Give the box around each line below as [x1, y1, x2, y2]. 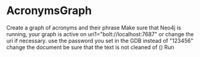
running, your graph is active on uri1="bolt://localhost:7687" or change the [6, 30, 194, 37]
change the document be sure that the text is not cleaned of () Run [6, 44, 174, 51]
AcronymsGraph [6, 4, 92, 18]
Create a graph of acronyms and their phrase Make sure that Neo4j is [6, 24, 182, 31]
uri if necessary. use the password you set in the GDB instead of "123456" [6, 37, 194, 44]
